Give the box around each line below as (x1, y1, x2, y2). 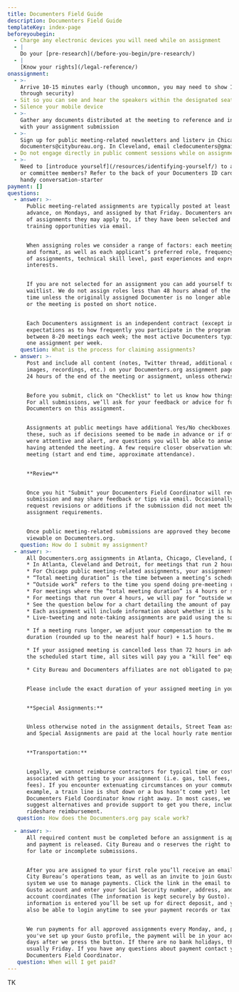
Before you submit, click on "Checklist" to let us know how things (26, 392, 234, 399)
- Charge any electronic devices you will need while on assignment (14, 37, 221, 44)
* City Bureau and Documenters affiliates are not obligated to (26, 666, 221, 673)
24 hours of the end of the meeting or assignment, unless (26, 372, 205, 380)
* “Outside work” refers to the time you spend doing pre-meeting (26, 581, 228, 588)
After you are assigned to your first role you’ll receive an (26, 866, 215, 874)
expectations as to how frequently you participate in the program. (26, 326, 234, 334)
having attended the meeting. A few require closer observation (26, 444, 221, 451)
